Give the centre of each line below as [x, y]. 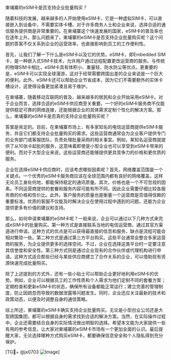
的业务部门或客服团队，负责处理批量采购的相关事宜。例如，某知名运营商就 [83, 140]
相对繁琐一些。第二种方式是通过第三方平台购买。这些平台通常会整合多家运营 [85, 237]
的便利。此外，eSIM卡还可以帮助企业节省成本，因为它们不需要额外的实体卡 [84, 80]
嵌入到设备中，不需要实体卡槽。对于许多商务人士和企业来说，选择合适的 [85, 25]
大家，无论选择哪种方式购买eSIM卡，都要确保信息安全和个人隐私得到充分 [86, 335]
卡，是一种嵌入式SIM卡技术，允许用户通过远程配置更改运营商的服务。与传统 [85, 61]
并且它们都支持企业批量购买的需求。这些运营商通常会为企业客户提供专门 [90, 133]
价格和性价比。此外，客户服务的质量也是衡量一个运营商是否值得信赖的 [92, 195]
